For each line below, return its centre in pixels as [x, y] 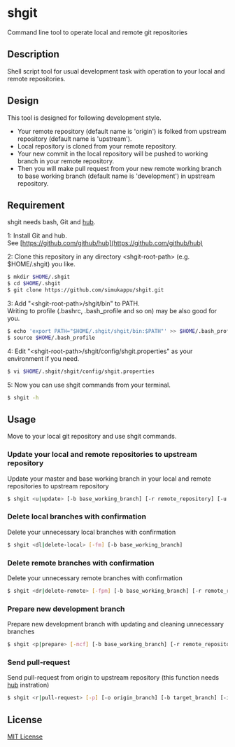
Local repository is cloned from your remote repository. [97, 146]
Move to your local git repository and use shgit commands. [92, 437]
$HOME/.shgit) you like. [41, 264]
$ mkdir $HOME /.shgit [39, 277]
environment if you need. [43, 358]
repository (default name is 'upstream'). [74, 139]
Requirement [36, 205]
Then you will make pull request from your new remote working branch [120, 168]
